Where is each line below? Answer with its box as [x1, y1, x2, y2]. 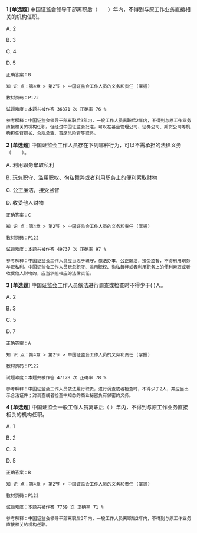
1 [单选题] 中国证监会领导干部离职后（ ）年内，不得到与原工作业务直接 [6, 6, 186, 12]
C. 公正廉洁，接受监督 [6, 186, 60, 193]
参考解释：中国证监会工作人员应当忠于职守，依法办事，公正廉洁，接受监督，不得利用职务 [6, 258, 191, 264]
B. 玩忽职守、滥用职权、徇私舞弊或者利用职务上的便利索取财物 [6, 174, 157, 181]
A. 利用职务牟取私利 [6, 161, 54, 168]
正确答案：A [6, 340, 31, 346]
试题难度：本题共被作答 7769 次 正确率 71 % [6, 504, 104, 510]
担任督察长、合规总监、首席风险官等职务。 [10, 130, 98, 136]
